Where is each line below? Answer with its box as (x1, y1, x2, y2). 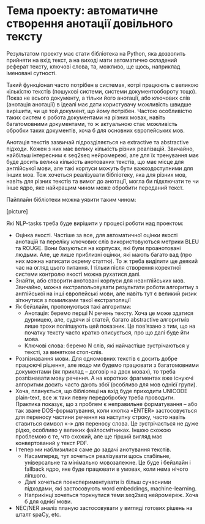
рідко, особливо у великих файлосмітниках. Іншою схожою (15, 426, 171, 434)
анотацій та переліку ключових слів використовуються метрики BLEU (15, 238, 199, 245)
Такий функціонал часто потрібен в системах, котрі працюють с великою (6, 81, 199, 89)
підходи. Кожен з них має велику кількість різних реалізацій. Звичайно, (6, 145, 195, 152)
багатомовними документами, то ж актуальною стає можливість (6, 120, 177, 127)
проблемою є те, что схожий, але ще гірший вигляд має (15, 432, 163, 440)
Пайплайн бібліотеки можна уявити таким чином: (6, 196, 136, 203)
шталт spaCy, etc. (15, 511, 61, 518)
